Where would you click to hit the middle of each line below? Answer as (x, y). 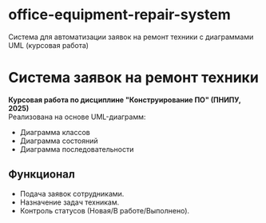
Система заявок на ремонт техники (134, 78)
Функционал (42, 175)
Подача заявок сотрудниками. (72, 193)
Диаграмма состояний (59, 141)
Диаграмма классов (55, 132)
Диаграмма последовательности (77, 149)
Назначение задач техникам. (69, 202)
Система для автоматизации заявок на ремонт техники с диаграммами (131, 37)
